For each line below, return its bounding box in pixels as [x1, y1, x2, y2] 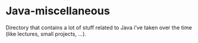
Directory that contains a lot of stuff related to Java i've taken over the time [5, 24, 193, 31]
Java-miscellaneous [5, 4, 110, 18]
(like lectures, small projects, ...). [5, 30, 87, 37]
